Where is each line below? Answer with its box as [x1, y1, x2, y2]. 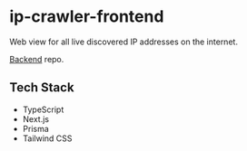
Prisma [22, 123, 50, 134]
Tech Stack [9, 80, 74, 96]
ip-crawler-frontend [9, 6, 164, 27]
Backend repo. [9, 53, 64, 64]
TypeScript [22, 104, 64, 115]
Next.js [22, 113, 50, 124]
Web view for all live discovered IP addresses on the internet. [9, 36, 239, 47]
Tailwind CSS [22, 133, 73, 144]
